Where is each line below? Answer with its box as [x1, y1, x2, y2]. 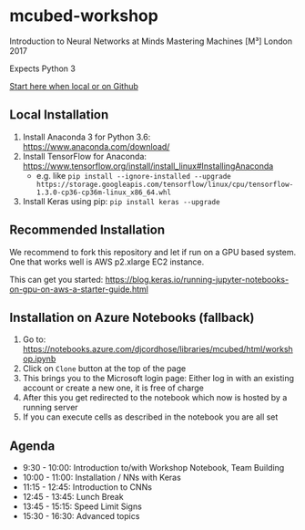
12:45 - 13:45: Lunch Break [22, 492, 125, 503]
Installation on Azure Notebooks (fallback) [9, 309, 255, 325]
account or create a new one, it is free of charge [22, 382, 205, 393]
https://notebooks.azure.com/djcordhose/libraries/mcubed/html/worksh [22, 344, 293, 355]
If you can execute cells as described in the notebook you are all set [22, 411, 279, 422]
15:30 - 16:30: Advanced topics [22, 511, 140, 522]
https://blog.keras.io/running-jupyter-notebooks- [105, 274, 290, 285]
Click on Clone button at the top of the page [22, 363, 187, 374]
